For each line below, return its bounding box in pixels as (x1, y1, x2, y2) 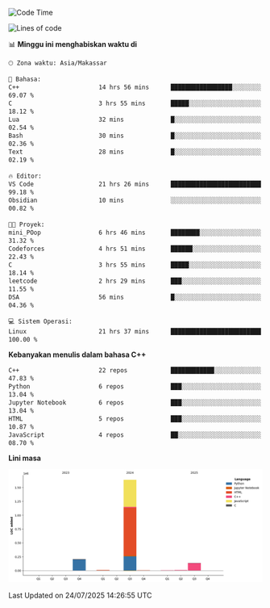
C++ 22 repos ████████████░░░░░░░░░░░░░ (8, 367, 262, 375)
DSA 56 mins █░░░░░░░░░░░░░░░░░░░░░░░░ (8, 293, 262, 301)
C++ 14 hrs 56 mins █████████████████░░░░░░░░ (8, 83, 262, 91)
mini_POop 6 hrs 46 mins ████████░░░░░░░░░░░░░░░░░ (8, 229, 262, 237)
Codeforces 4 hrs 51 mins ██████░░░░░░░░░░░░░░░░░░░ (8, 245, 262, 253)
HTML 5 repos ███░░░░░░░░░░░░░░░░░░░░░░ (8, 415, 262, 423)
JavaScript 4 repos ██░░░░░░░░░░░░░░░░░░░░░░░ (8, 431, 262, 439)
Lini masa (8, 453, 42, 463)
